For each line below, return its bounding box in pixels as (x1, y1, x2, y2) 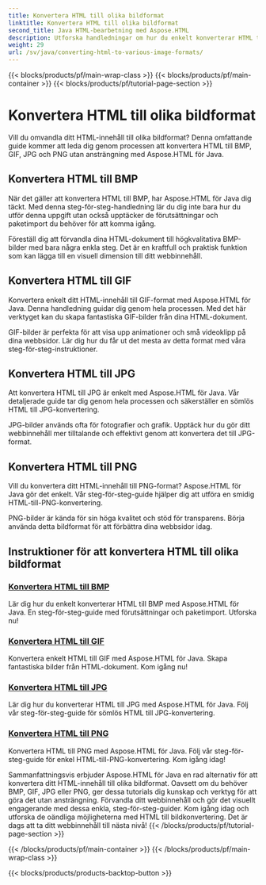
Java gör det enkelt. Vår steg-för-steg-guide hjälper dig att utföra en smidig (8, 489, 255, 500)
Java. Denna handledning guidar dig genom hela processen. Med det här (8, 303, 247, 313)
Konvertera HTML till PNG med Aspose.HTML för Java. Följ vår (8, 746, 213, 756)
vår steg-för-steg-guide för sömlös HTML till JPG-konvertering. (8, 708, 215, 718)
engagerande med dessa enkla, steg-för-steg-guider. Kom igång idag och (8, 803, 249, 813)
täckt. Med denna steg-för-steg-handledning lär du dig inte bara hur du (8, 201, 241, 211)
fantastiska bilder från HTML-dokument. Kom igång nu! (8, 662, 188, 672)
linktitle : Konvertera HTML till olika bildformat (8, 19, 179, 27)
